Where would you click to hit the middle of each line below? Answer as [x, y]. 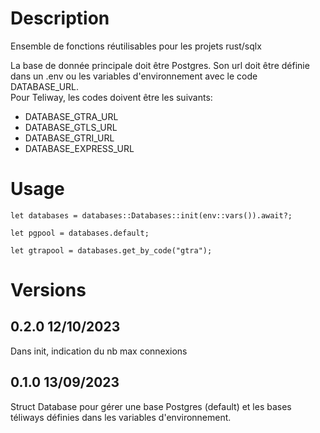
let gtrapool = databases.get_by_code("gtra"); [111, 250]
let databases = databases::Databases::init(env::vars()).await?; [151, 215]
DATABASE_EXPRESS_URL [79, 148]
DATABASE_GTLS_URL [71, 127]
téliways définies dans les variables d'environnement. [121, 417]
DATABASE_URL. [45, 86]
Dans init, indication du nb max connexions [99, 351]
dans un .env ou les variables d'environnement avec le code [134, 76]
